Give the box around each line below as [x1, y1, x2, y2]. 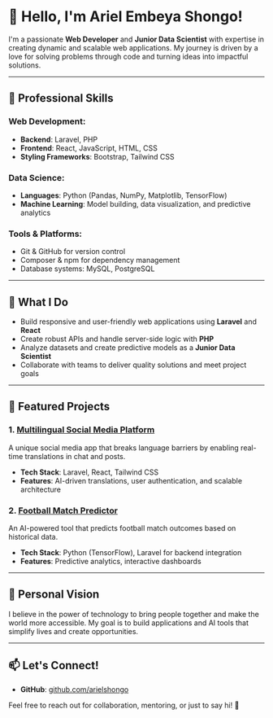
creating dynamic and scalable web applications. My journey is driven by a [8, 42, 258, 52]
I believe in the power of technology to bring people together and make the [8, 609, 260, 619]
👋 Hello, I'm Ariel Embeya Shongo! [8, 7, 244, 26]
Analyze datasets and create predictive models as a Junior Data [19, 343, 236, 352]
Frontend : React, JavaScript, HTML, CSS [19, 142, 158, 153]
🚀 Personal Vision [8, 588, 100, 602]
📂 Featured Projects [8, 400, 110, 414]
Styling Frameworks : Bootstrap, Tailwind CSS [19, 151, 175, 161]
